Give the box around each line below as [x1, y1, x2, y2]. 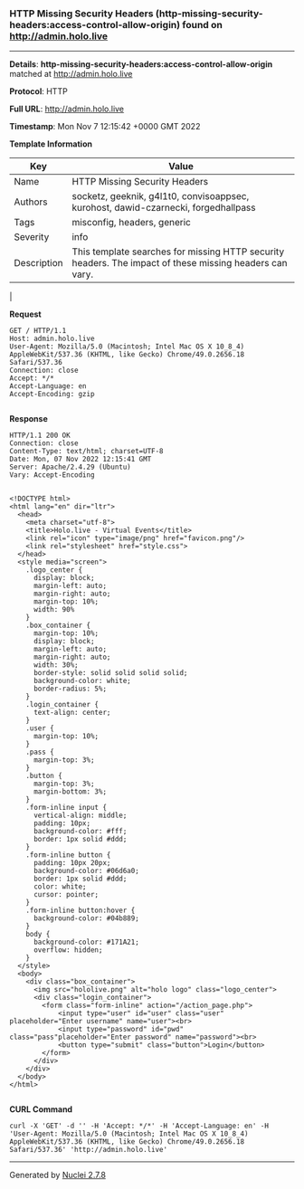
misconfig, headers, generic [71, 216, 192, 229]
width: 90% [33, 605, 75, 614]
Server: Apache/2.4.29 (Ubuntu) [9, 462, 131, 472]
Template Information [9, 138, 93, 149]
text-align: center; [33, 709, 111, 718]
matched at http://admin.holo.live [9, 69, 133, 80]
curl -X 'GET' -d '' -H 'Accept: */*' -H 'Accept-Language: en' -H [9, 1121, 270, 1131]
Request [9, 309, 43, 319]
